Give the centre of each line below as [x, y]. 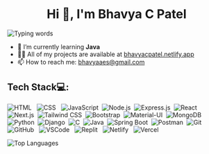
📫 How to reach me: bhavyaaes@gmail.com [81, 62]
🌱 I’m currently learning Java [59, 46]
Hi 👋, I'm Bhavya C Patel [117, 14]
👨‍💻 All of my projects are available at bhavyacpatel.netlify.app [106, 54]
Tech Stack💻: [38, 87]
